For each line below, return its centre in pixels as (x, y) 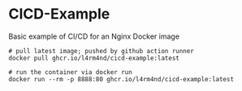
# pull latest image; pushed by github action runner (102, 51)
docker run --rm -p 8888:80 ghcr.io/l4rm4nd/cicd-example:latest (121, 79)
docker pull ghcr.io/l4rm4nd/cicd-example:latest (94, 58)
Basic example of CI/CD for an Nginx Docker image (94, 36)
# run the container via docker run (70, 72)
